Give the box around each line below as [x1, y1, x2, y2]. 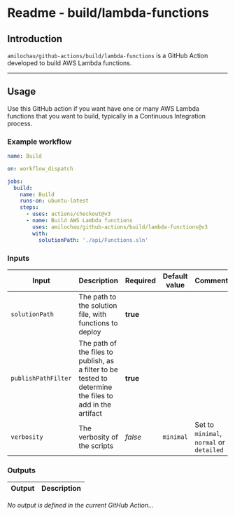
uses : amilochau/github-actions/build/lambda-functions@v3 [32, 223, 208, 231]
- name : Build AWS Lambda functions [25, 217, 133, 224]
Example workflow [7, 137, 72, 147]
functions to [78, 318, 118, 327]
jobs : [7, 177, 23, 185]
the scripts [78, 440, 114, 450]
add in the [78, 400, 112, 409]
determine [78, 382, 113, 392]
